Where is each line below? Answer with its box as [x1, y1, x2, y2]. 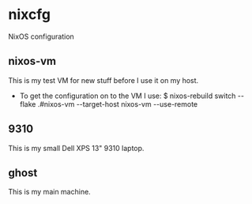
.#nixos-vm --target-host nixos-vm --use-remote [37, 99, 198, 108]
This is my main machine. [8, 187, 91, 197]
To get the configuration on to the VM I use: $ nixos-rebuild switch [19, 91, 236, 100]
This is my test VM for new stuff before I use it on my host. [8, 75, 199, 85]
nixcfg [8, 6, 51, 24]
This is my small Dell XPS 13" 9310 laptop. [8, 143, 145, 153]
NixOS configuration [8, 32, 75, 41]
